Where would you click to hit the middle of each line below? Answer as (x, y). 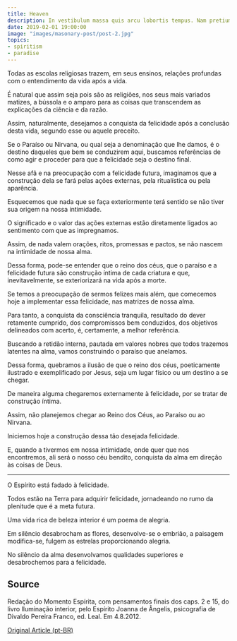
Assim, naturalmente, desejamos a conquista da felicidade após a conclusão (119, 123)
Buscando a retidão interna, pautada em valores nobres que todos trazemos (118, 344)
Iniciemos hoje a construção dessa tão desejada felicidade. (93, 436)
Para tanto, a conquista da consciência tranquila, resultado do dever (107, 315)
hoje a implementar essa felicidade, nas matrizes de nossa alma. (101, 301)
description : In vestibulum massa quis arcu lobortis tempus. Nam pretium (120, 20)
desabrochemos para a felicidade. (57, 562)
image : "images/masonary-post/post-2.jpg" (71, 34)
